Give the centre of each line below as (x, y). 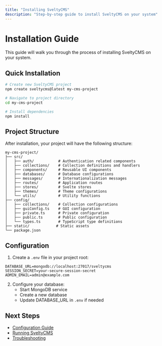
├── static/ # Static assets (47, 226)
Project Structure (32, 131)
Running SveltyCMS (33, 333)
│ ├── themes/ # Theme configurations (56, 192)
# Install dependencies (30, 112)
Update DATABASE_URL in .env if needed (62, 300)
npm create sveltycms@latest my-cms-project (52, 89)
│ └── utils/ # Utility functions (53, 196)
